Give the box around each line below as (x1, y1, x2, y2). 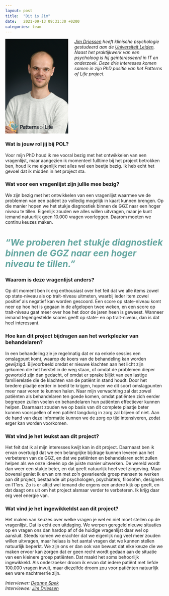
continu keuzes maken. (5, 219, 53, 225)
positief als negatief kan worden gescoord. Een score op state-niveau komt (5, 299, 161, 305)
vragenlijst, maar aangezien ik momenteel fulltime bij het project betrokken (5, 157, 160, 164)
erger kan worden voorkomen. (5, 420, 68, 426)
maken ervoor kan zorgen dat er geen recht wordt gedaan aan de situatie (5, 549, 157, 555)
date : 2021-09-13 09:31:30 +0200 (5, 19, 80, 24)
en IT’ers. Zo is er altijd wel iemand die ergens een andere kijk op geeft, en (5, 481, 160, 487)
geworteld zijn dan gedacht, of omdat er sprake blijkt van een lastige (5, 372, 147, 378)
